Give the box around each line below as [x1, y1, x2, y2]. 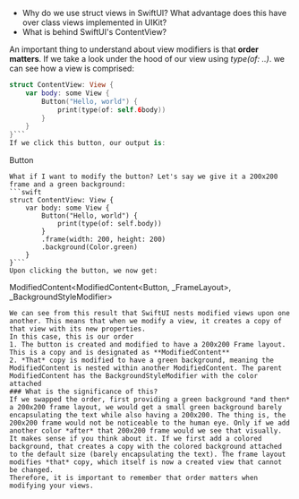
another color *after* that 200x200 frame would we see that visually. [9, 426, 282, 435]
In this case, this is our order [9, 332, 134, 341]
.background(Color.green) [41, 243, 139, 252]
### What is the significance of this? [9, 387, 158, 396]
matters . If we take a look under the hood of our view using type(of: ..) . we [9, 54, 285, 64]
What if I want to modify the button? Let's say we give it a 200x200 [9, 172, 278, 181]
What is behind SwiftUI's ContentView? [21, 27, 167, 37]
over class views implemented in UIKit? [21, 17, 167, 28]
